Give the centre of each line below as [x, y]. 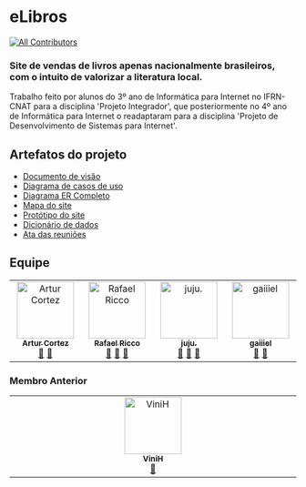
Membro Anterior [49, 380]
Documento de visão [61, 177]
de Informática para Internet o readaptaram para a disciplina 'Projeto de [144, 117]
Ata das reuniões [54, 235]
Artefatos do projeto [68, 154]
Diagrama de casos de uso [73, 186]
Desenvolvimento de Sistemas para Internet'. [93, 126]
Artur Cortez [46, 343]
